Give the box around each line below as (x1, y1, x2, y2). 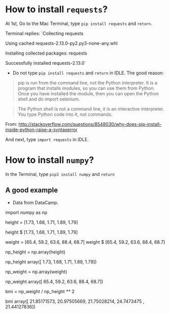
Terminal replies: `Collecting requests (5, 30, 84, 36)
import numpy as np (5, 209, 47, 215)
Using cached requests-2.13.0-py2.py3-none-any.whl (5, 40, 118, 46)
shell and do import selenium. (17, 96, 80, 102)
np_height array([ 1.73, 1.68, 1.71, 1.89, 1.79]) (5, 258, 97, 265)
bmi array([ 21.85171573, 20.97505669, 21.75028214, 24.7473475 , (5, 298, 145, 304)
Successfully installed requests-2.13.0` (5, 60, 87, 66)
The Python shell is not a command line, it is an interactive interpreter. (17, 106, 164, 112)
